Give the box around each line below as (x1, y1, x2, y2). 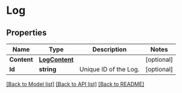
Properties (6, 28, 47, 38)
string (39, 65, 57, 73)
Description (92, 46, 127, 53)
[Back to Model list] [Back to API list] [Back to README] (6, 80, 145, 88)
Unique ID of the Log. (79, 65, 140, 73)
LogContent (39, 55, 74, 64)
